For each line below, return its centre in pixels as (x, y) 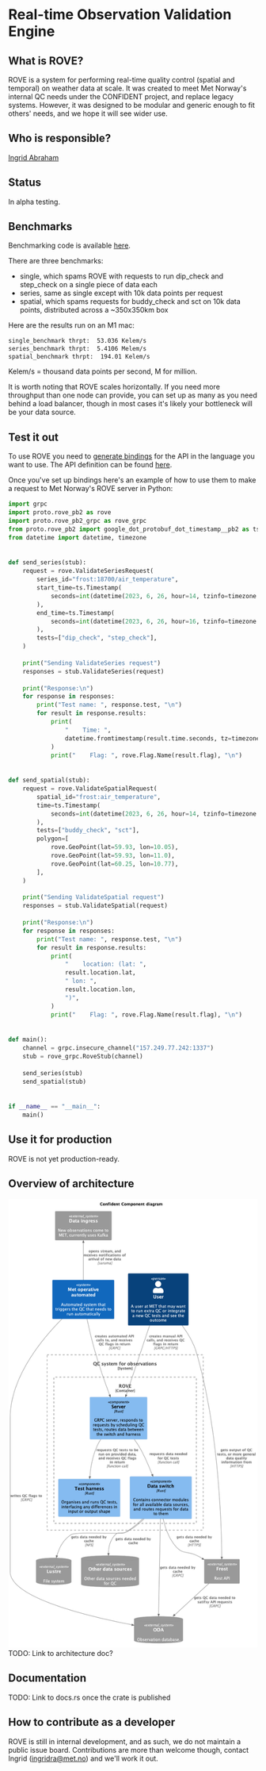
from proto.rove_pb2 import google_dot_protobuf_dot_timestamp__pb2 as (129, 529)
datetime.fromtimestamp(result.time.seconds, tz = (148, 738)
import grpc (28, 504)
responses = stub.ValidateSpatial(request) (95, 906)
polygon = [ (53, 839)
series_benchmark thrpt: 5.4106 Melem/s (78, 349)
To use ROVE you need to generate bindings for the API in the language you (132, 456)
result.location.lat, (100, 973)
